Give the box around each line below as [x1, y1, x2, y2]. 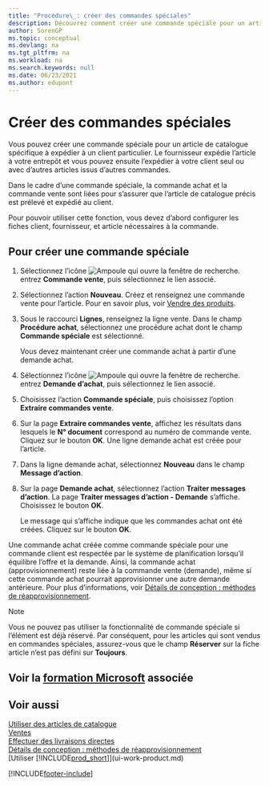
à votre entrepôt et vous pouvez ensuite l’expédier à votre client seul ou [8, 157, 244, 166]
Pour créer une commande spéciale [8, 245, 190, 259]
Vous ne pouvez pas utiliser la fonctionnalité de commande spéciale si [8, 622, 240, 632]
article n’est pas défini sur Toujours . [8, 648, 128, 657]
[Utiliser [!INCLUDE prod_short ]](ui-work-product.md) [8, 753, 184, 763]
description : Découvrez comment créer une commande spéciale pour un [8, 19, 246, 27]
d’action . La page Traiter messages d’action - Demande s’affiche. [19, 492, 240, 502]
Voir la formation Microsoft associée [8, 671, 194, 684]
